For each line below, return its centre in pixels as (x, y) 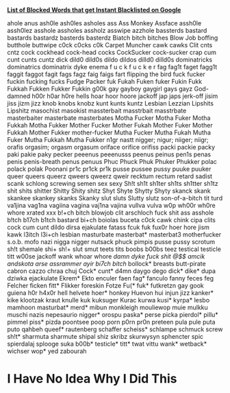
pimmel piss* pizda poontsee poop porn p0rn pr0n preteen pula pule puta (111, 322)
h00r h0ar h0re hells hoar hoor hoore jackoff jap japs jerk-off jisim (125, 96)
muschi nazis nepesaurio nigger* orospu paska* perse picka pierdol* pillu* (113, 314)
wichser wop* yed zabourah (47, 351)
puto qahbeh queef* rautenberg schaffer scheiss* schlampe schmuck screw (115, 329)
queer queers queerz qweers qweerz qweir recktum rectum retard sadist (110, 176)
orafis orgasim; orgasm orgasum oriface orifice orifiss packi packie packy (111, 147)
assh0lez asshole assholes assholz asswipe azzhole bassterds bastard (107, 31)
